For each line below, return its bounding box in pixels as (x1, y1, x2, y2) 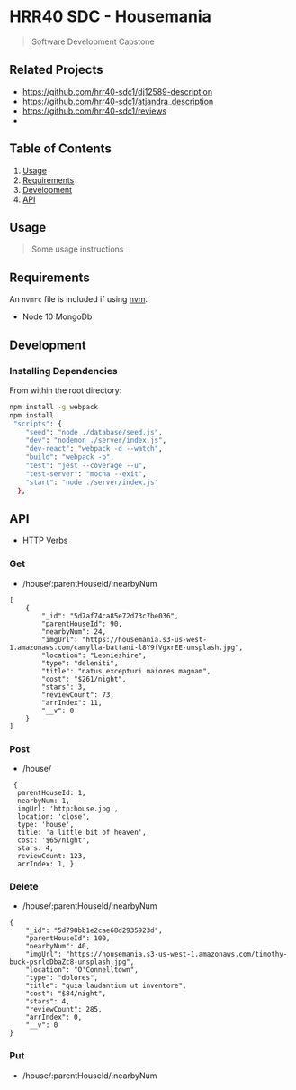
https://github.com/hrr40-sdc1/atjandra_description (22, 96, 214, 106)
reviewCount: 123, (17, 851, 87, 860)
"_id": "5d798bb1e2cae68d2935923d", (25, 926, 164, 935)
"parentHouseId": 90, (41, 619, 123, 628)
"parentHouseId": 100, (25, 934, 111, 943)
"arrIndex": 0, (25, 1012, 83, 1022)
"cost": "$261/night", (41, 674, 127, 683)
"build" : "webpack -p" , (25, 453, 115, 462)
